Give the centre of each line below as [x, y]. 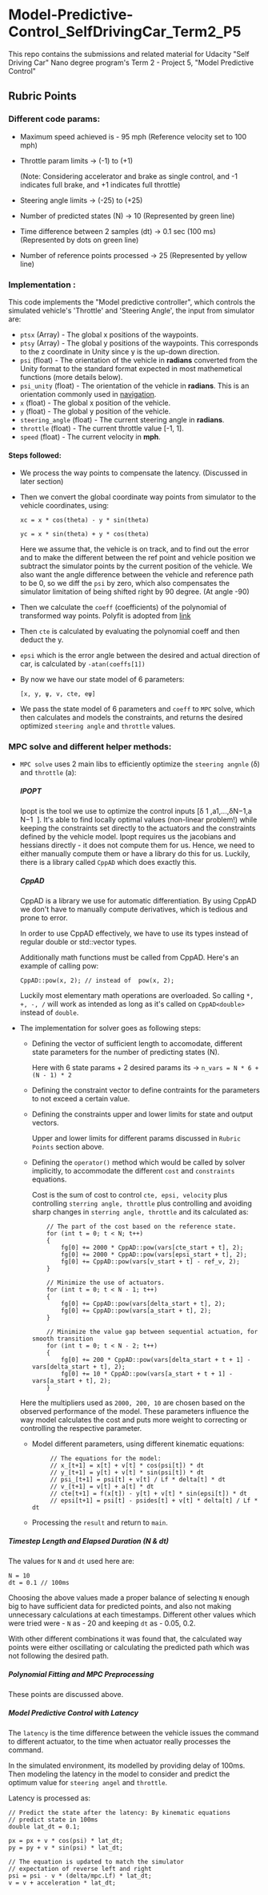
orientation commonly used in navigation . [88, 394]
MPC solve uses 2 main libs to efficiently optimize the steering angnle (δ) [140, 764]
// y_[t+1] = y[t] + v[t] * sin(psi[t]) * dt [127, 1473]
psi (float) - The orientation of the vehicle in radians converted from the [138, 360]
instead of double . [49, 1012]
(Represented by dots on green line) [79, 240]
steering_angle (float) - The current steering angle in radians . [122, 419]
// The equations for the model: [106, 1459]
